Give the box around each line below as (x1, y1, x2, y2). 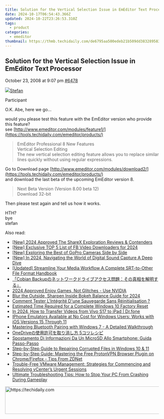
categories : (5, 30, 29, 35)
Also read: (5, 230, 26, 236)
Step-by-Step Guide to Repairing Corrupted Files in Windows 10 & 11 (12, 345, 149, 351)
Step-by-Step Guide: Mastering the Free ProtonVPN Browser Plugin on (12, 351, 154, 357)
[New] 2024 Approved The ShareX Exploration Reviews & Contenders (12, 239, 153, 245)
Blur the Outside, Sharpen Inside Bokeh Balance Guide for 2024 (12, 293, 141, 299)
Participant (5, 97, 27, 103)
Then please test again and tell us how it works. (5, 200, 101, 206)
